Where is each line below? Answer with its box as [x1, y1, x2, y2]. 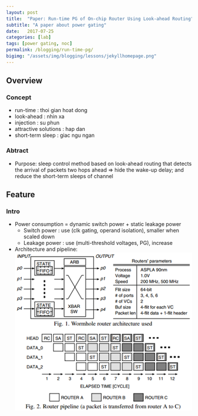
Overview [6, 76, 43, 86]
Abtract [6, 146, 29, 155]
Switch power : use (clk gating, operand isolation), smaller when [23, 227, 180, 234]
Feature [6, 189, 35, 200]
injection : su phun [14, 119, 60, 126]
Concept [6, 93, 31, 101]
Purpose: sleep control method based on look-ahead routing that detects [14, 160, 192, 167]
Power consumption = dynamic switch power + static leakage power [14, 221, 181, 228]
